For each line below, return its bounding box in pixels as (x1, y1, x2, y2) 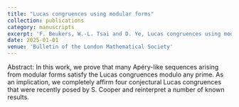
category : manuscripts (7, 23, 75, 30)
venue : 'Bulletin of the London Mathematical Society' (7, 43, 174, 50)
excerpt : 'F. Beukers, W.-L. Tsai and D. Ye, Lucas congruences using (7, 30, 221, 38)
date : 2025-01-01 (7, 37, 59, 44)
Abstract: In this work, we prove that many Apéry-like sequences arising (7, 63, 219, 71)
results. (7, 93, 30, 101)
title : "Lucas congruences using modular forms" (7, 10, 154, 18)
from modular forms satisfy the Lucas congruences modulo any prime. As (7, 70, 224, 79)
